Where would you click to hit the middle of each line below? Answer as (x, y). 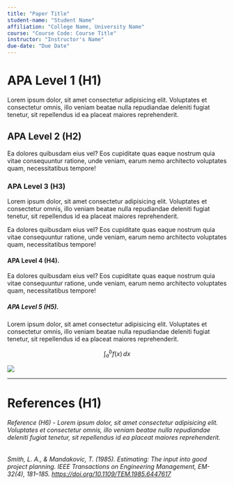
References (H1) (55, 403)
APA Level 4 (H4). (33, 260)
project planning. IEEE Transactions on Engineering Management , (102, 467)
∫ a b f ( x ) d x (117, 354)
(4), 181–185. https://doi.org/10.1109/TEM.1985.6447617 (93, 474)
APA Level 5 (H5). (33, 307)
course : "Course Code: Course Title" (62, 33)
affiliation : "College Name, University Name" (76, 26)
